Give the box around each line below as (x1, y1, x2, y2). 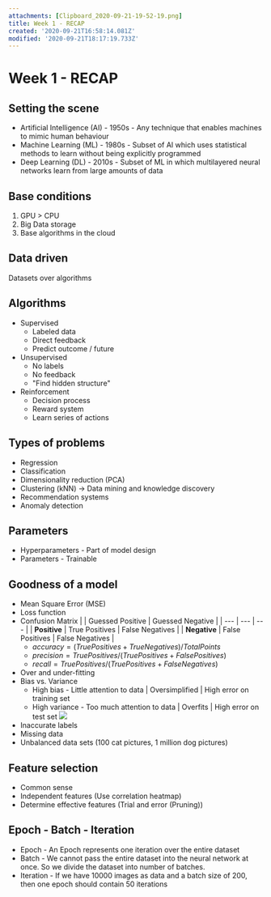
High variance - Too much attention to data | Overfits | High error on (32, 702, 260, 712)
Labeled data (32, 326, 77, 336)
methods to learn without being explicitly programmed (19, 149, 201, 159)
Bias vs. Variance (19, 677, 78, 687)
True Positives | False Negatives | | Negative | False (68, 625, 241, 635)
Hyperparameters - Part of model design (19, 546, 156, 555)
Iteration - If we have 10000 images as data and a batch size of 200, (19, 870, 248, 880)
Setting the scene (8, 101, 100, 115)
